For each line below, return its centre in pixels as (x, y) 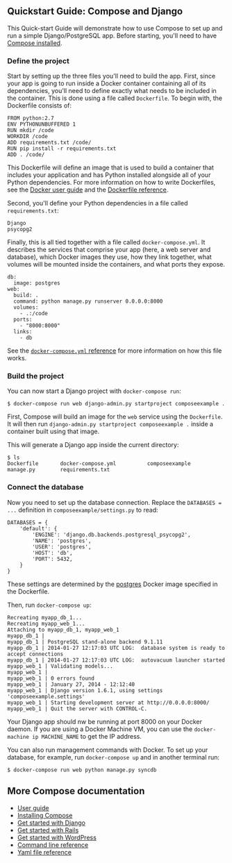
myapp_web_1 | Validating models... (60, 666)
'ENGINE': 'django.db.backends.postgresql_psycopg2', (111, 535)
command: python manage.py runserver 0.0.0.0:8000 (88, 301)
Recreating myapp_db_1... (44, 617)
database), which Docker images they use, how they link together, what (109, 257)
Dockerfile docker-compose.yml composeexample (99, 464)
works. (17, 358)
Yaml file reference (44, 852)
